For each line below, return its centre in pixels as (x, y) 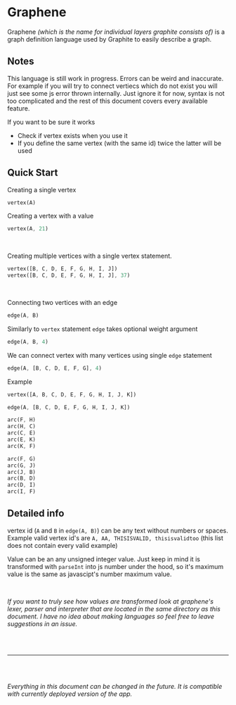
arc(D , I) (22, 485)
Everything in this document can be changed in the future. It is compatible (115, 686)
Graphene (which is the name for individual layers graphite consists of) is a (116, 32)
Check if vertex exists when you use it (72, 135)
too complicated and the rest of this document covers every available (108, 101)
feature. (19, 108)
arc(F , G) (22, 458)
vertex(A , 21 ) (28, 229)
